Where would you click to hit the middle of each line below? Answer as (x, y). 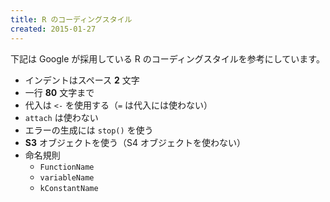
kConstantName (69, 188)
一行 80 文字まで (59, 92)
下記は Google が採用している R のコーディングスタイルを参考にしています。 (167, 58)
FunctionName (67, 167)
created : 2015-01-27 (53, 29)
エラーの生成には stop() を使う (89, 130)
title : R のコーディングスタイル (71, 19)
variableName (67, 177)
